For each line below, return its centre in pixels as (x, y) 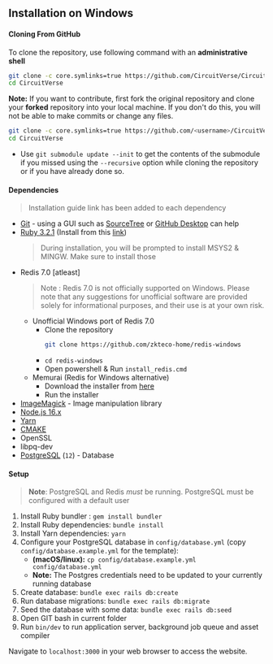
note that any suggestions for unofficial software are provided (144, 297)
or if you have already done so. (72, 171)
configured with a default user (79, 501)
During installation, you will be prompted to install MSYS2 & (140, 248)
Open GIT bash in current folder (74, 618)
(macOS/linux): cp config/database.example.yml (114, 559)
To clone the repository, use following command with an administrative (128, 52)
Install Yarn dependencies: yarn (73, 534)
